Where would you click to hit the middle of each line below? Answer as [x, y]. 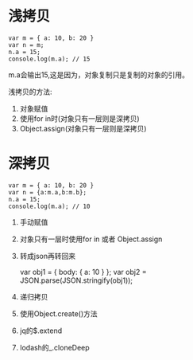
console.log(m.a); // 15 [49, 59]
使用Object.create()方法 [58, 313]
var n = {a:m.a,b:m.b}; [48, 192]
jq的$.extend [41, 331]
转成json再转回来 [48, 256]
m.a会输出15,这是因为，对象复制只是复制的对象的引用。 [98, 74]
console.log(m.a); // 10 [49, 206]
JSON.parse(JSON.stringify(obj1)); [76, 280]
